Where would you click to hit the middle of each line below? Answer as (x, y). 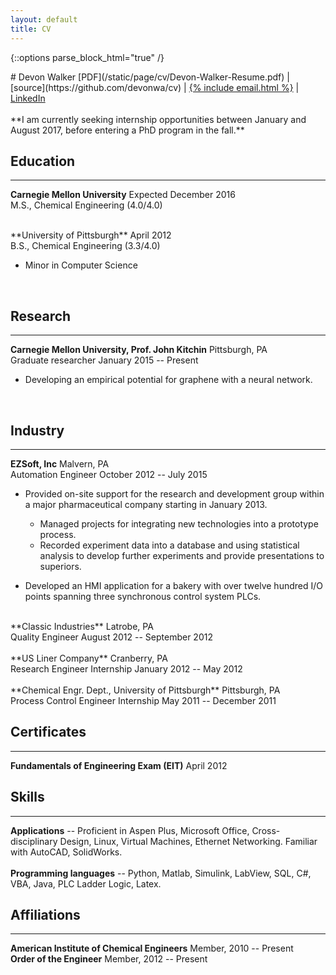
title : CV (31, 29)
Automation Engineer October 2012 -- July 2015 (109, 474)
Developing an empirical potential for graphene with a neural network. (168, 380)
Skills (27, 797)
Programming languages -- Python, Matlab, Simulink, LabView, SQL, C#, (161, 873)
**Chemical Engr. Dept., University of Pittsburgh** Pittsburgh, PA (145, 690)
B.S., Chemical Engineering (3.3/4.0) (85, 246)
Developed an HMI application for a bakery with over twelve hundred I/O (173, 585)
